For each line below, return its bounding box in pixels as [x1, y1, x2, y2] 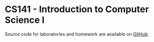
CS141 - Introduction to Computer [5, 4, 149, 15]
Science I [5, 14, 45, 26]
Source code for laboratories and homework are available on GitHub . [5, 31, 149, 37]
